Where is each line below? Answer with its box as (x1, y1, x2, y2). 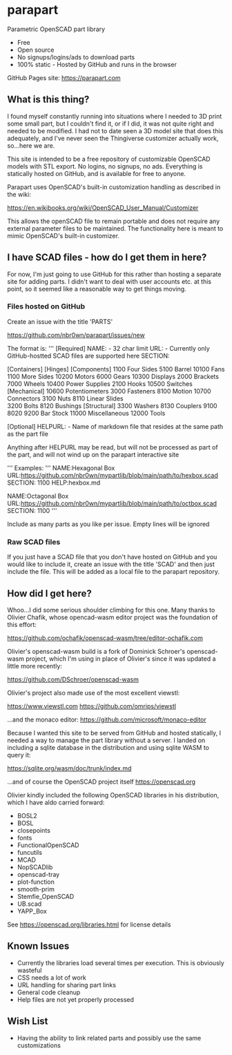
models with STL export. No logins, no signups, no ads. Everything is (7, 162, 203, 171)
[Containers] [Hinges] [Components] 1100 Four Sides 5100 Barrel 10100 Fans (7, 365, 225, 373)
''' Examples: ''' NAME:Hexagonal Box (7, 463, 115, 472)
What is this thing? (7, 94, 90, 106)
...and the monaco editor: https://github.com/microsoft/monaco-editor (7, 715, 207, 724)
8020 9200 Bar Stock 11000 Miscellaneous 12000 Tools (7, 409, 166, 417)
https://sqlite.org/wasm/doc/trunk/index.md (7, 764, 132, 772)
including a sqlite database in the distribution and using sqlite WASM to (7, 743, 209, 751)
